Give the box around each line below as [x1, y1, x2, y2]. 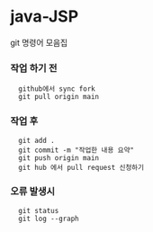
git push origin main [18, 153, 100, 163]
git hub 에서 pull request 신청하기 [18, 163, 145, 172]
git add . [18, 136, 55, 145]
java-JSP [10, 6, 79, 27]
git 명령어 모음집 [10, 37, 68, 48]
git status [18, 206, 59, 215]
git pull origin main [18, 93, 100, 102]
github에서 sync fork [18, 85, 95, 94]
